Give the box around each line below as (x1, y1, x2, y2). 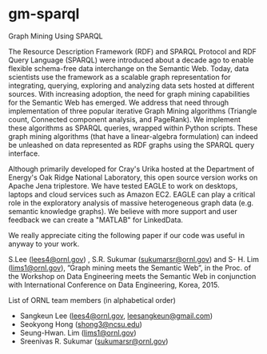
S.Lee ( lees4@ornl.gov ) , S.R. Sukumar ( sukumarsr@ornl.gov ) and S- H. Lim (8, 254, 260, 264)
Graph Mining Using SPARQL (8, 31, 104, 41)
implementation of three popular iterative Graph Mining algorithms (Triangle (8, 105, 257, 116)
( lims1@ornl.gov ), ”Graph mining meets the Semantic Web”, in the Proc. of (8, 263, 252, 272)
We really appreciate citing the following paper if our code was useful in (8, 230, 245, 240)
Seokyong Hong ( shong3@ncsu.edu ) (19, 319, 142, 328)
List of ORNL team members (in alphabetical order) (8, 295, 176, 304)
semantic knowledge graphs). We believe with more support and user (8, 206, 237, 216)
